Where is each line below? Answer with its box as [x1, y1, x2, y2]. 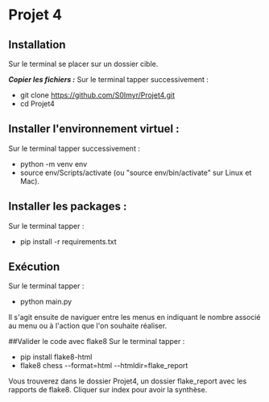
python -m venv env [19, 159, 87, 168]
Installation [8, 38, 66, 52]
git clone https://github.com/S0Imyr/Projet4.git [19, 90, 176, 100]
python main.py [19, 296, 72, 307]
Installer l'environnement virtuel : [8, 122, 180, 136]
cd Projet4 [19, 99, 55, 108]
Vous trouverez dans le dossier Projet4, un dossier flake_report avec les [8, 376, 247, 386]
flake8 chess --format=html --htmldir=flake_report [19, 361, 188, 371]
